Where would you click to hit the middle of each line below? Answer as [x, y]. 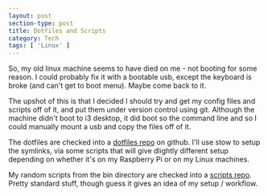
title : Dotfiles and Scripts [57, 31]
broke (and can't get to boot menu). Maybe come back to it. [107, 86]
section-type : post [41, 23]
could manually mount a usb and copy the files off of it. [100, 127]
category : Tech [34, 38]
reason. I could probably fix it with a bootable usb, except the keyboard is [130, 77]
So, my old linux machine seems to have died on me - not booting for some [133, 68]
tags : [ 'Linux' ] [39, 46]
